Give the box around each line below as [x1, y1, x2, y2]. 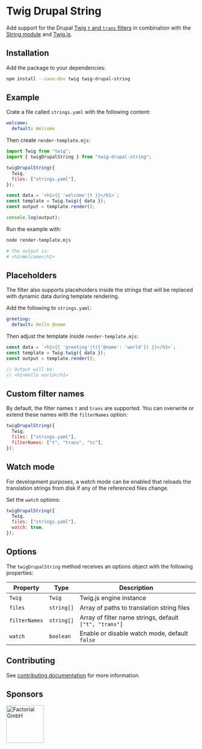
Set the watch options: [6, 496, 61, 503]
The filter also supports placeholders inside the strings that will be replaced [6, 286, 194, 294]
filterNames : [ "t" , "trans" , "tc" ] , [11, 439, 103, 446]
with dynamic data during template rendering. [6, 292, 120, 300]
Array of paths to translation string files [79, 603, 191, 612]
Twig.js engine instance [79, 593, 147, 602]
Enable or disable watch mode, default [79, 629, 188, 637]
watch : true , [11, 525, 44, 531]
